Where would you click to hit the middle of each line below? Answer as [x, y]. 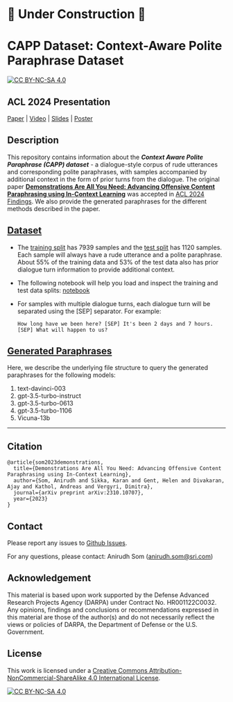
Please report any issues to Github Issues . [67, 543]
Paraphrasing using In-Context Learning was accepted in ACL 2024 [106, 194]
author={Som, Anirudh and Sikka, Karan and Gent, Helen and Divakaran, [119, 481]
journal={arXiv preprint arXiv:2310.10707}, [79, 493]
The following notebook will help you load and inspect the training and [118, 283]
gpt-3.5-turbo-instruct [49, 396]
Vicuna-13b [34, 418]
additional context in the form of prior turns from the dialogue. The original [113, 179]
